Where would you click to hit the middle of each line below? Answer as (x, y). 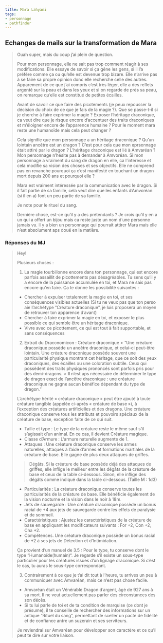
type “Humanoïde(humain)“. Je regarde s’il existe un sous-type (80, 555)
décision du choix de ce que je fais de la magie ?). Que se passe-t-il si (87, 110)
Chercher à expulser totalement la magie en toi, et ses (78, 297)
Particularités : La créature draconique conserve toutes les (83, 489)
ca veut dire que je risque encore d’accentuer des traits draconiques (85, 120)
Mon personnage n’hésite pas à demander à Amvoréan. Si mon (80, 155)
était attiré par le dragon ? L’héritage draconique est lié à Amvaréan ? (86, 150)
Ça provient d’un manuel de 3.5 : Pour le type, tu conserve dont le (83, 550)
